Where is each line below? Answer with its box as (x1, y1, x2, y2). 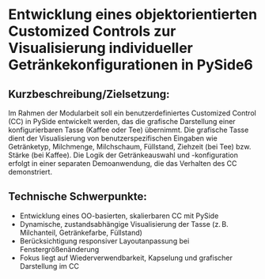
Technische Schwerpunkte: (8, 190, 148, 203)
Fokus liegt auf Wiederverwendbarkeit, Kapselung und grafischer (19, 253, 233, 262)
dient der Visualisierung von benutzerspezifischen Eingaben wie (8, 134, 218, 143)
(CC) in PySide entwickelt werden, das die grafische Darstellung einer (8, 117, 236, 126)
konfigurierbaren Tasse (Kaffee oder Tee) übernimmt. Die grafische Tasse (8, 125, 249, 134)
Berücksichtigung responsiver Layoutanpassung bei (19, 236, 190, 246)
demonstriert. (8, 168, 53, 176)
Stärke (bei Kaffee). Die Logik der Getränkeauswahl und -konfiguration (8, 150, 239, 160)
